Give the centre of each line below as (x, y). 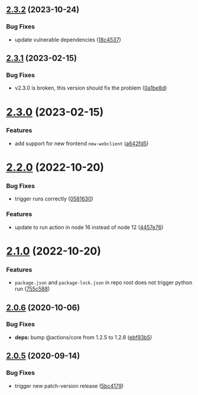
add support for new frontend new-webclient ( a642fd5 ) (82, 143)
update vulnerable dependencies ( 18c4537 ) (68, 39)
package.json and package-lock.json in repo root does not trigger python (103, 283)
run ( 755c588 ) (32, 289)
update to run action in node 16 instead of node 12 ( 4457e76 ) (89, 227)
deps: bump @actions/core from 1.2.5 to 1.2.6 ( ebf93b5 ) (83, 337)
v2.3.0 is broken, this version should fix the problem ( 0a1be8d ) (91, 88)
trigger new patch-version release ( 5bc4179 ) (69, 386)
